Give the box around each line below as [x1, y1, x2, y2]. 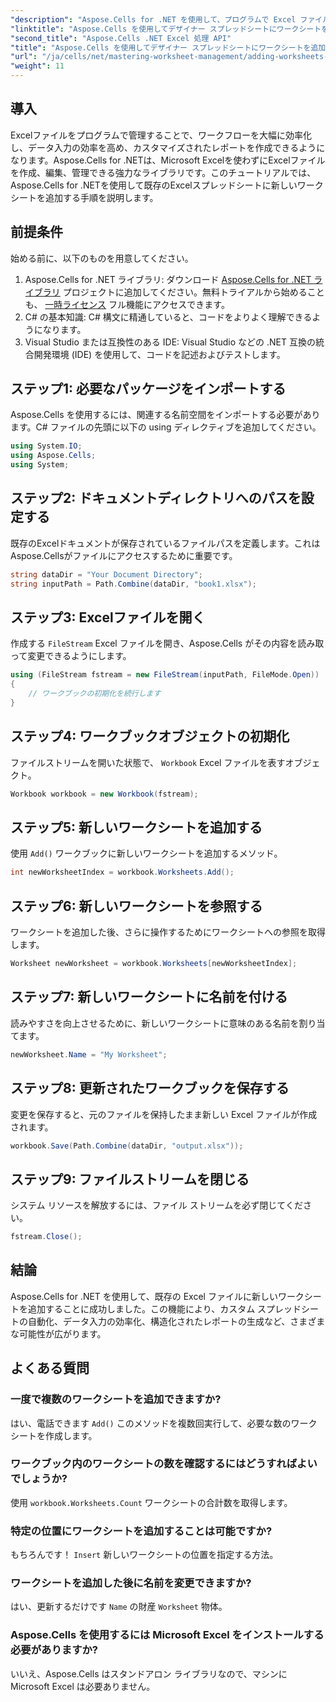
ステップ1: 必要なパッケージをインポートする [10, 381, 287, 398]
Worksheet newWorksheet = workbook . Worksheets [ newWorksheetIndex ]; [10, 959, 298, 969]
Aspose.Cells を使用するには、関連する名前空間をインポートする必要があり [10, 409, 321, 421]
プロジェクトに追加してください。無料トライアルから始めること [62, 286, 325, 298]
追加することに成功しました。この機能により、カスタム [27, 1302, 256, 1315]
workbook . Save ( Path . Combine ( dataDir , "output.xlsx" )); [10, 1141, 244, 1151]
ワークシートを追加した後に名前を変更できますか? [10, 1576, 252, 1590]
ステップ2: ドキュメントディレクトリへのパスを [10, 490, 302, 507]
